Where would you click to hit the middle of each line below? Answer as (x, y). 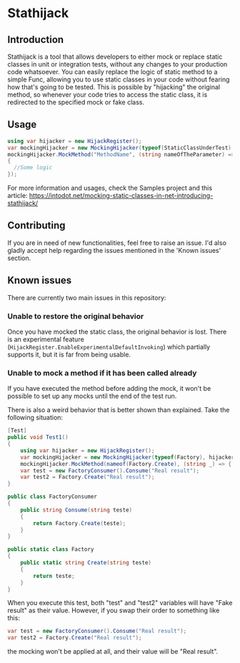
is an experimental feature (46, 339)
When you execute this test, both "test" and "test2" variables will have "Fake (120, 603)
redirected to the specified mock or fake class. (76, 102)
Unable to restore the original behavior (76, 316)
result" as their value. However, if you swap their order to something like (114, 610)
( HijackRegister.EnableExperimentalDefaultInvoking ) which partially (109, 347)
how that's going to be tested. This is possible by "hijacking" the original (114, 87)
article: (17, 196)
